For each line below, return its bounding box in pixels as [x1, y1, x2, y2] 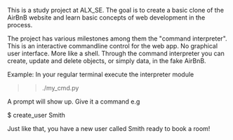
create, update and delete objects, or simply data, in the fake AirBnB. [7, 57, 206, 65]
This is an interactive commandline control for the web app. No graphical [7, 42, 218, 50]
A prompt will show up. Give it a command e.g [7, 97, 140, 106]
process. [7, 21, 33, 29]
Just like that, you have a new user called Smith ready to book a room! [7, 125, 211, 132]
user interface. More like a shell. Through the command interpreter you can [7, 49, 225, 57]
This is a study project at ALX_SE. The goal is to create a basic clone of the [7, 6, 225, 14]
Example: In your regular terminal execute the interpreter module [7, 70, 194, 78]
